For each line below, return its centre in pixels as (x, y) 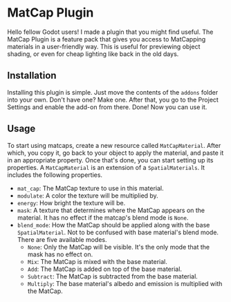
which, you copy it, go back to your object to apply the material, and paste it (115, 153)
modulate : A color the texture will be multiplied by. (88, 196)
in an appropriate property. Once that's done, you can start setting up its (110, 160)
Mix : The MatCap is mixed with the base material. (97, 261)
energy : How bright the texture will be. (71, 202)
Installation (32, 76)
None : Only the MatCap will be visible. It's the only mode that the (119, 247)
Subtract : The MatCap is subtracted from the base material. (113, 276)
